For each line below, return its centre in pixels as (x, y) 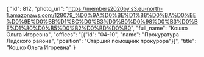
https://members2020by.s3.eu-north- (115, 9)
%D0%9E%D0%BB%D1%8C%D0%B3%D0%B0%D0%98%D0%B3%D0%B (102, 22)
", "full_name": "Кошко (159, 28)
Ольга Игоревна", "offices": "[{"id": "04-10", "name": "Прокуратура (93, 35)
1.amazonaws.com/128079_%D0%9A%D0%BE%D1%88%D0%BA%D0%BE (101, 15)
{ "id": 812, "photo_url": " (37, 9)
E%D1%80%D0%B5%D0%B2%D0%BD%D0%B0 (69, 28)
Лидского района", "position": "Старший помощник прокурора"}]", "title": (101, 41)
